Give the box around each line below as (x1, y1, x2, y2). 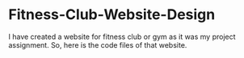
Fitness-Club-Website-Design (8, 6, 216, 24)
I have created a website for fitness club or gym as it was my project (8, 32, 236, 41)
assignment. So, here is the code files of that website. (8, 40, 187, 49)
